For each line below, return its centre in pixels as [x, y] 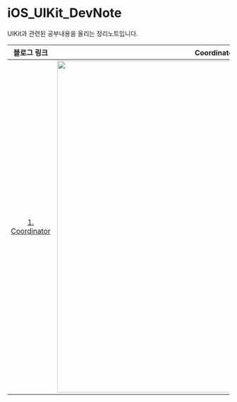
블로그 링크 [30, 52]
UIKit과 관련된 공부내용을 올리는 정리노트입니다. [73, 33]
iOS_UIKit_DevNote [65, 13]
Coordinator [31, 231]
